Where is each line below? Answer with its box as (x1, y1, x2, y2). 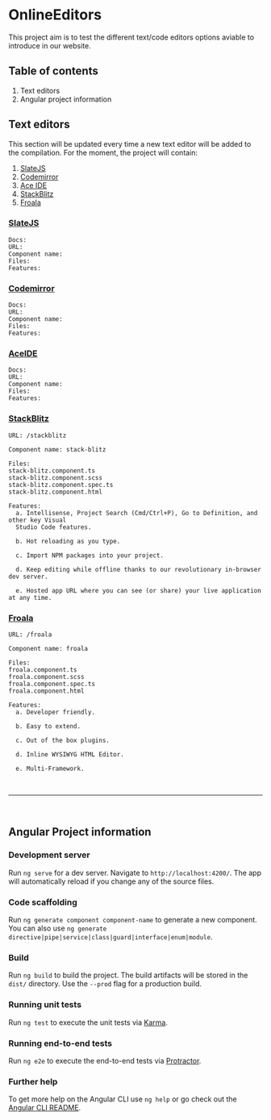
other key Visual (8, 516, 67, 524)
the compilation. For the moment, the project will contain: (8, 148, 198, 157)
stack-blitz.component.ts (8, 466, 95, 475)
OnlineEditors (8, 6, 102, 24)
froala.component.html (8, 687, 85, 695)
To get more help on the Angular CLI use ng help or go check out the (8, 1094, 237, 1104)
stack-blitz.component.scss (8, 473, 103, 481)
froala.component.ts (8, 666, 78, 674)
